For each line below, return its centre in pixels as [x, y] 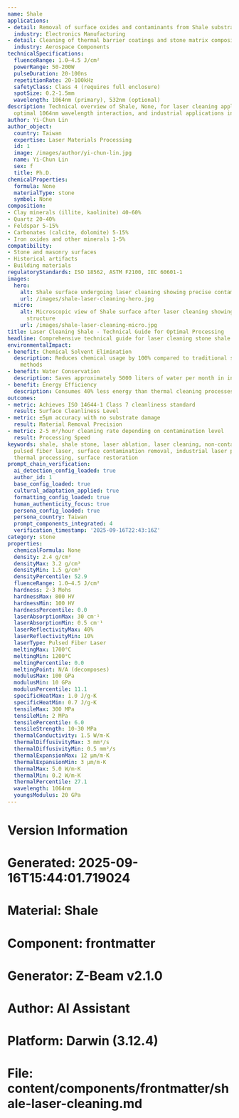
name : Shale [25, 14]
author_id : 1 [33, 478]
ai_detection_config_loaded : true [65, 471]
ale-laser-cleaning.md [75, 1104]
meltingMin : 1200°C [43, 656]
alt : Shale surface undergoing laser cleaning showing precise [116, 292]
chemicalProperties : [38, 179]
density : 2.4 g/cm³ [43, 557]
